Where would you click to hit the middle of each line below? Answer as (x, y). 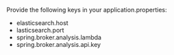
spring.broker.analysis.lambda (59, 37)
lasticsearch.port (40, 30)
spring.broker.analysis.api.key (58, 44)
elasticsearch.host (42, 23)
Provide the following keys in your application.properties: (87, 10)
